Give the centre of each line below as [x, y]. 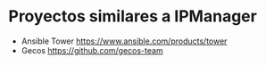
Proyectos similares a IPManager [133, 16]
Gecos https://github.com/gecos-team [92, 50]
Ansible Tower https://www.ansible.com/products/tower [124, 41]
